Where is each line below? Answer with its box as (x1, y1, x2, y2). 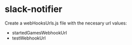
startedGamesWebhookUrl (12, 29, 67, 35)
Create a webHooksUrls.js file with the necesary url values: (5, 20, 127, 26)
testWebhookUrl (12, 35, 46, 41)
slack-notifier (5, 3, 63, 15)
